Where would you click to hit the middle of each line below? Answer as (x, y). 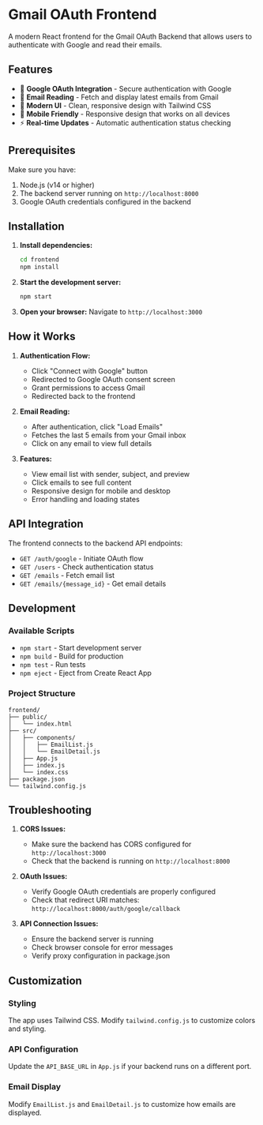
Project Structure (42, 694)
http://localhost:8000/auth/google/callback (106, 909)
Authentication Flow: (55, 355)
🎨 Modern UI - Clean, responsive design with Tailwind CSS (115, 105)
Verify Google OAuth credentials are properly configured (123, 892)
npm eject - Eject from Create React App (86, 673)
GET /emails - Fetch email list (67, 575)
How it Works (42, 337)
